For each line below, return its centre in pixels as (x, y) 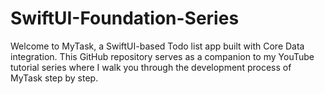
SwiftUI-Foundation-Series (125, 18)
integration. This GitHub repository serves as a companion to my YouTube (162, 56)
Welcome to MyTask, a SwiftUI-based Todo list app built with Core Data (157, 46)
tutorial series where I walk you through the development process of (151, 67)
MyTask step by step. (54, 78)
